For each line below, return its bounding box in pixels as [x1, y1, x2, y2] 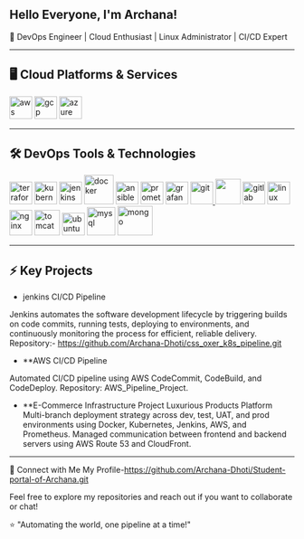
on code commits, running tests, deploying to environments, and [9, 318, 250, 329]
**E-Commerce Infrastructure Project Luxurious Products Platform [22, 400, 273, 411]
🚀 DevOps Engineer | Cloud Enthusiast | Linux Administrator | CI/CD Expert [9, 31, 288, 42]
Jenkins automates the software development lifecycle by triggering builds [9, 309, 288, 320]
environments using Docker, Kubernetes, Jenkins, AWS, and [22, 420, 247, 430]
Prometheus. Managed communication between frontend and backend [22, 429, 287, 440]
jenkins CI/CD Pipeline [22, 291, 106, 302]
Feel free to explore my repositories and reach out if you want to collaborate [9, 492, 293, 503]
